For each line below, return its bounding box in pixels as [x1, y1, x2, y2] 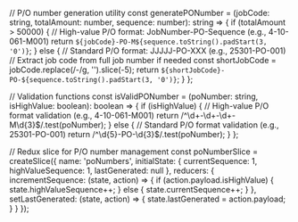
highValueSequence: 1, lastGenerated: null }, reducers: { [9, 165, 215, 176]
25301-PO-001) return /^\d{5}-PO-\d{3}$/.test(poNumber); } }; [9, 129, 239, 139]
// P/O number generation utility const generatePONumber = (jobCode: [9, 8, 270, 18]
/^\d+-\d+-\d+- [180, 111, 236, 120]
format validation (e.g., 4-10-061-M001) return [9, 111, 179, 120]
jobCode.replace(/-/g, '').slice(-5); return [9, 64, 159, 75]
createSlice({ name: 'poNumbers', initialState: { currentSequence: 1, [9, 156, 258, 166]
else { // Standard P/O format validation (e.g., [113, 119, 279, 130]
